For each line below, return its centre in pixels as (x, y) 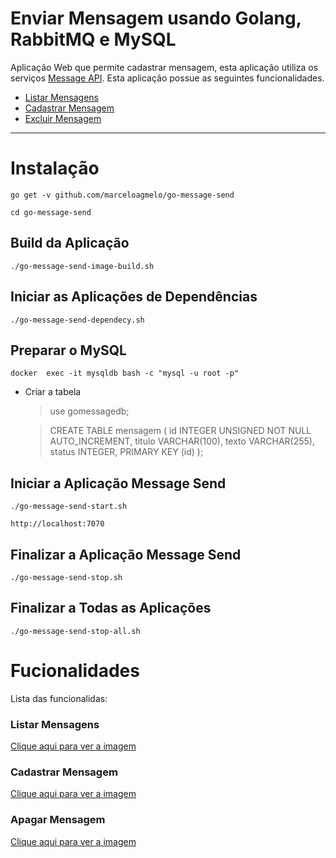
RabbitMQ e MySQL (93, 39)
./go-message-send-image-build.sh (82, 266)
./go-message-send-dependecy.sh (77, 320)
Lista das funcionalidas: (59, 698)
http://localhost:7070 (57, 524)
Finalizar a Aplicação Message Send (126, 554)
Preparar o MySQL (68, 350)
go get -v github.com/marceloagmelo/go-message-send (122, 195)
